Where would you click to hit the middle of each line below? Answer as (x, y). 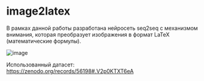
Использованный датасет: (40, 65)
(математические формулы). (44, 41)
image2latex (38, 11)
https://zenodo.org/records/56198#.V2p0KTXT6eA (70, 71)
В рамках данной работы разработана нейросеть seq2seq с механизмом (102, 28)
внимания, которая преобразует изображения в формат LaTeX (88, 34)
